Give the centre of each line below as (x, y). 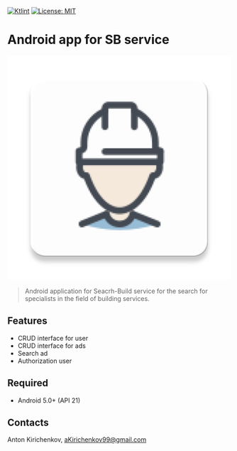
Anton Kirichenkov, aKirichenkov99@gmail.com (77, 440)
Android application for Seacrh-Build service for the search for (116, 291)
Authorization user (45, 361)
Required (28, 383)
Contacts (28, 422)
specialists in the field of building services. (87, 298)
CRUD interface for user (53, 338)
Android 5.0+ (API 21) (49, 400)
